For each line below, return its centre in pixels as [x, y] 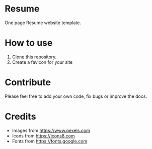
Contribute [28, 83]
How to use [29, 43]
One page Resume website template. [43, 23]
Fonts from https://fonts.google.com [50, 141]
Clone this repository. [34, 57]
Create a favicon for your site [42, 62]
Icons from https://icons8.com [43, 135]
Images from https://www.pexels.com [51, 130]
